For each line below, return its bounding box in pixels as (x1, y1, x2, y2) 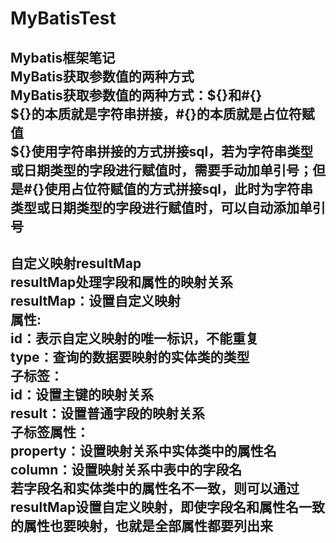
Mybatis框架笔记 (10, 49, 116, 66)
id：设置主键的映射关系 (10, 386, 154, 403)
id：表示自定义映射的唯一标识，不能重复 (10, 330, 259, 347)
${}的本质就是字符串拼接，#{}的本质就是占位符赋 (10, 105, 315, 122)
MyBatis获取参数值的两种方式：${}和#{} (10, 87, 263, 104)
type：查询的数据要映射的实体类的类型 (10, 348, 250, 366)
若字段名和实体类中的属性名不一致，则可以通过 (10, 480, 300, 497)
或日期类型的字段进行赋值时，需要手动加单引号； (10, 162, 313, 179)
